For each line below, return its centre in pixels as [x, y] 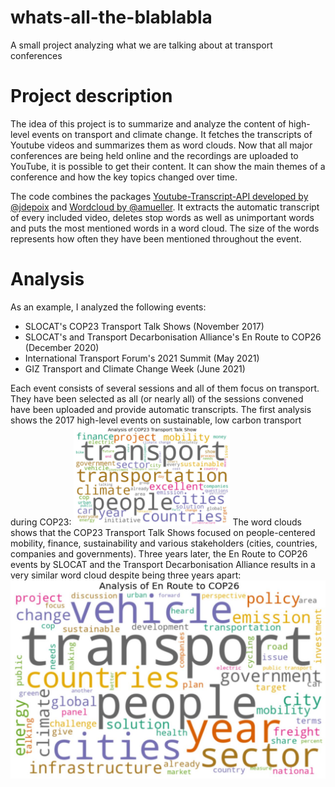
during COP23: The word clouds [156, 522]
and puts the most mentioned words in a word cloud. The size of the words [165, 228]
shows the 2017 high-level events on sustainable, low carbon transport [156, 420]
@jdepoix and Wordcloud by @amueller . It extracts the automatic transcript [165, 207]
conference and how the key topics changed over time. [124, 177]
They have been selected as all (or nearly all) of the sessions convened [157, 398]
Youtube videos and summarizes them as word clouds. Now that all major [161, 145]
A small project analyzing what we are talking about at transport [141, 45]
